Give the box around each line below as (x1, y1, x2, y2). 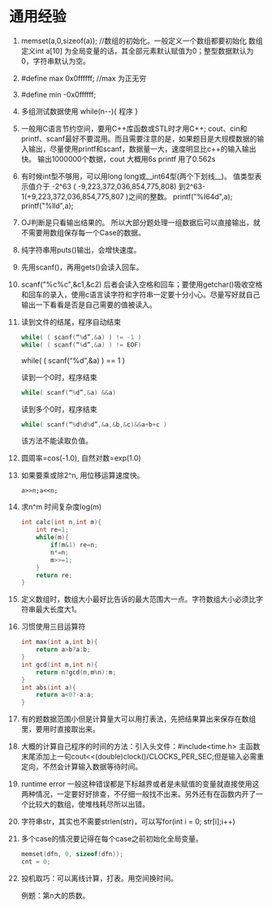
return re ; (36, 571, 73, 579)
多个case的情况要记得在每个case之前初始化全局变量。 (20, 834, 203, 844)
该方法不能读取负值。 (20, 436, 93, 446)
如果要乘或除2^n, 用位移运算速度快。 (20, 470, 145, 480)
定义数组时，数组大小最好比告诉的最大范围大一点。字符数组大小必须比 (20, 595, 257, 604)
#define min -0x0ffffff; (20, 89, 97, 99)
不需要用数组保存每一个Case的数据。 (20, 227, 145, 237)
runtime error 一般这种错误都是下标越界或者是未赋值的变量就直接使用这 (20, 779, 260, 789)
